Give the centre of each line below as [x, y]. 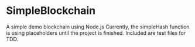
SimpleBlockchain [51, 11]
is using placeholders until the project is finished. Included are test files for [96, 32]
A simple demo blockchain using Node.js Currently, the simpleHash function [98, 27]
